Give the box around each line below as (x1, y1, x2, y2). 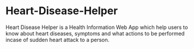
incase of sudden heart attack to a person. (5, 36, 110, 43)
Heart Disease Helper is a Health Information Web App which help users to (5, 24, 188, 31)
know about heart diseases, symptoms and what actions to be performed (5, 30, 185, 37)
